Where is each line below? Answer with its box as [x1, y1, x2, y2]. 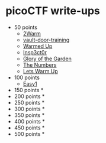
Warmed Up [23, 43, 53, 50]
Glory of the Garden [23, 55, 72, 62]
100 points [14, 74, 40, 81]
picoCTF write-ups [5, 4, 100, 18]
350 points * [14, 111, 45, 119]
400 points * [14, 118, 45, 125]
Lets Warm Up [23, 67, 59, 74]
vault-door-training [23, 36, 70, 43]
